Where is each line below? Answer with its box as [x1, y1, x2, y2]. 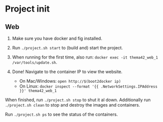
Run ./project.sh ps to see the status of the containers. [5, 111, 118, 117]
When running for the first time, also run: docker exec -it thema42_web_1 [12, 54, 158, 60]
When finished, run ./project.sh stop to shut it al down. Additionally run [5, 97, 151, 103]
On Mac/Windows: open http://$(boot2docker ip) [19, 78, 121, 84]
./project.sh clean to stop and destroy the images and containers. [5, 102, 140, 107]
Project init [5, 3, 50, 15]
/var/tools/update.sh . [12, 60, 57, 65]
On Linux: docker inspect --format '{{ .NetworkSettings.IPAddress [19, 83, 158, 89]
